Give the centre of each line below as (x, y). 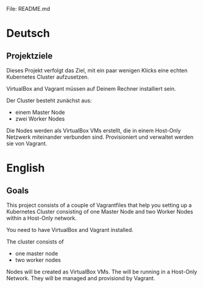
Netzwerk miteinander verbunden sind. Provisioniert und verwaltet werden (100, 137)
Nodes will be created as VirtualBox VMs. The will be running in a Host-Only (102, 272)
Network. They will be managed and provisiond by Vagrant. (81, 278)
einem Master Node (40, 112)
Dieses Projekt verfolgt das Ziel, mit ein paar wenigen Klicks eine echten (97, 70)
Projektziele (30, 56)
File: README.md (28, 9)
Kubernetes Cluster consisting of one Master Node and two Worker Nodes (100, 212)
